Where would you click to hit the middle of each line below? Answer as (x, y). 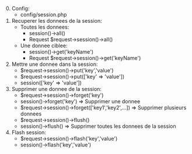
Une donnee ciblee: (44, 45)
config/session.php (43, 15)
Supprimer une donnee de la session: (57, 89)
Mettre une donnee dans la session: (55, 64)
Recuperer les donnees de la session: (57, 21)
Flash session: (29, 132)
